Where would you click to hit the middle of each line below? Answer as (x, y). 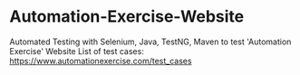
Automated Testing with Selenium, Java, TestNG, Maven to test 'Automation (150, 42)
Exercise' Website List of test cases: (77, 51)
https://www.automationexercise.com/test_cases (101, 61)
